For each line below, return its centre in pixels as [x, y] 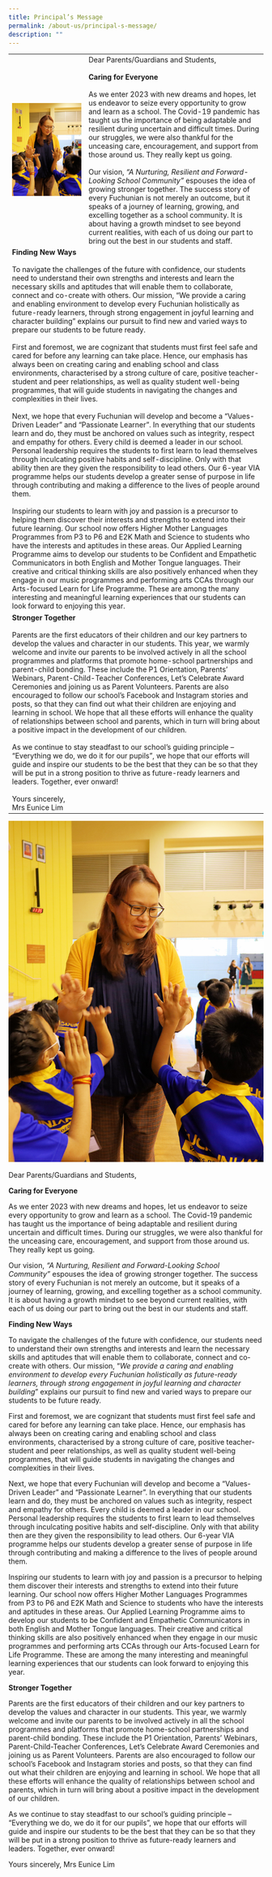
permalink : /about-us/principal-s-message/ [83, 26]
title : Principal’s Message [56, 17]
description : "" [36, 34]
